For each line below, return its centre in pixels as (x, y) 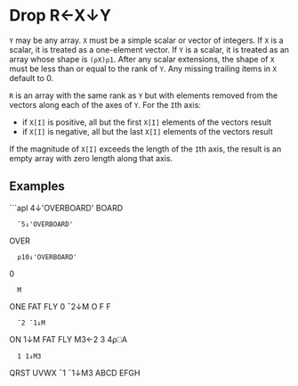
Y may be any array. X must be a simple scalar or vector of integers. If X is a (146, 40)
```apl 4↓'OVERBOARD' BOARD (66, 208)
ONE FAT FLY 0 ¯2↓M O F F (60, 306)
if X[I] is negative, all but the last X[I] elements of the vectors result (147, 131)
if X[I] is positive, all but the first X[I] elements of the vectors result (147, 122)
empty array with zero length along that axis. (91, 158)
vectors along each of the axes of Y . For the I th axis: (105, 104)
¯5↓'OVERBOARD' (45, 224)
